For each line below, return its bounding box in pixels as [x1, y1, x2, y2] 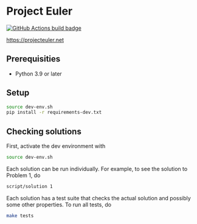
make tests [6, 212, 34, 219]
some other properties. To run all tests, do [6, 201, 111, 208]
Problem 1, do [6, 172, 41, 179]
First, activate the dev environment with [6, 142, 106, 150]
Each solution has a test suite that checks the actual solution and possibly [6, 194, 192, 201]
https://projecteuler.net [6, 36, 64, 43]
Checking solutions [6, 126, 82, 136]
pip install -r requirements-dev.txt [6, 110, 102, 116]
